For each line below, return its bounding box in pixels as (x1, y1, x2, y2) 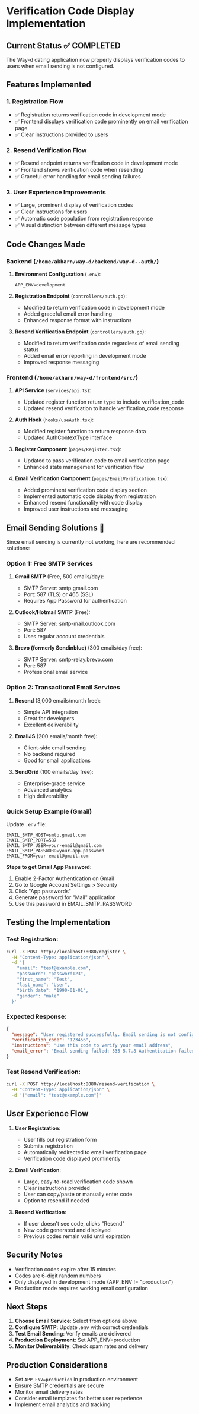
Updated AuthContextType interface (23, 434, 113, 441)
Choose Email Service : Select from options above (14, 1318, 137, 1325)
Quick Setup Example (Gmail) (6, 807, 92, 815)
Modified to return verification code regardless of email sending (23, 339, 179, 347)
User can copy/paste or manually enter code (23, 1191, 133, 1198)
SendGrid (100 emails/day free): (14, 768, 94, 775)
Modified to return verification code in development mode (23, 304, 165, 311)
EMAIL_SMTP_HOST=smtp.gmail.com (6, 832, 86, 838)
